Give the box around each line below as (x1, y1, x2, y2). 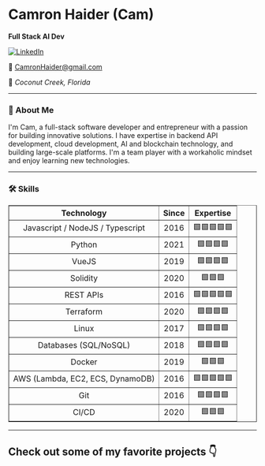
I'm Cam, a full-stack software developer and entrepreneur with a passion (8, 122, 248, 132)
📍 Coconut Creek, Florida (8, 77, 91, 87)
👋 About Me (8, 104, 54, 115)
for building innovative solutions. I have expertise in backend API (8, 131, 218, 140)
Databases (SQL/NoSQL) (37, 340, 131, 351)
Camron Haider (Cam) (8, 6, 155, 24)
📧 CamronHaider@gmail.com (8, 62, 103, 72)
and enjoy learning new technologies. (8, 156, 130, 166)
